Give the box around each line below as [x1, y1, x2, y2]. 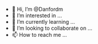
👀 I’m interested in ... [11, 12, 62, 19]
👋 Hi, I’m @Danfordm [11, 6, 64, 12]
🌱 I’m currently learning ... [11, 18, 75, 25]
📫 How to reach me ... [11, 32, 67, 38]
